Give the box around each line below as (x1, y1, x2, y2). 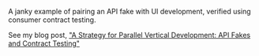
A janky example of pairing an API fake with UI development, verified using (8, 7, 251, 16)
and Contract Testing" (8, 39, 81, 48)
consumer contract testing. (8, 15, 96, 24)
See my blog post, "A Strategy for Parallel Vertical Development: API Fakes (8, 31, 251, 39)
